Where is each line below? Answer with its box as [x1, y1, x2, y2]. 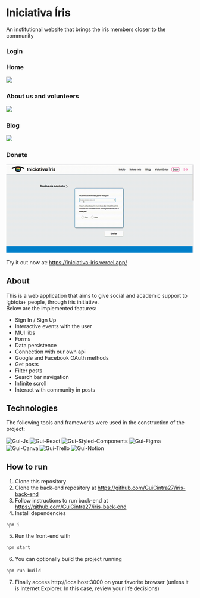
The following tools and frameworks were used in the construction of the [6, 419, 185, 426]
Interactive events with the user [14, 322, 92, 329]
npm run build [6, 568, 42, 574]
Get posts [14, 360, 39, 368]
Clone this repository [14, 477, 67, 485]
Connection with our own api [14, 348, 86, 355]
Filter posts [14, 367, 43, 374]
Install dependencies [14, 509, 67, 516]
